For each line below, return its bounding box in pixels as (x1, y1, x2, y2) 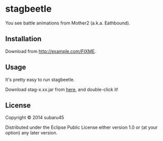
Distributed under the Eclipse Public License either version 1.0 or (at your (5, 124, 158, 130)
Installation (5, 35, 42, 43)
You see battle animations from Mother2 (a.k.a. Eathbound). (5, 20, 131, 26)
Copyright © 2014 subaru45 (5, 115, 64, 121)
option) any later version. (5, 130, 57, 136)
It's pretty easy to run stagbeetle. (5, 76, 75, 82)
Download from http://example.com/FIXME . (5, 48, 96, 54)
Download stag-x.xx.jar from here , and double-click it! (5, 86, 118, 92)
